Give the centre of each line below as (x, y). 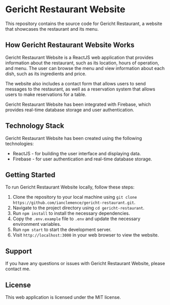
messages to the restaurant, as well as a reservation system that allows (80, 89)
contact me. (18, 269)
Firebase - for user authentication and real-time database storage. (82, 159)
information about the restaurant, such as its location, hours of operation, (82, 63)
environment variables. (37, 224)
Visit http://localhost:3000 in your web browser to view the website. (86, 235)
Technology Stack (35, 126)
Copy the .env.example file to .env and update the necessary (76, 219)
